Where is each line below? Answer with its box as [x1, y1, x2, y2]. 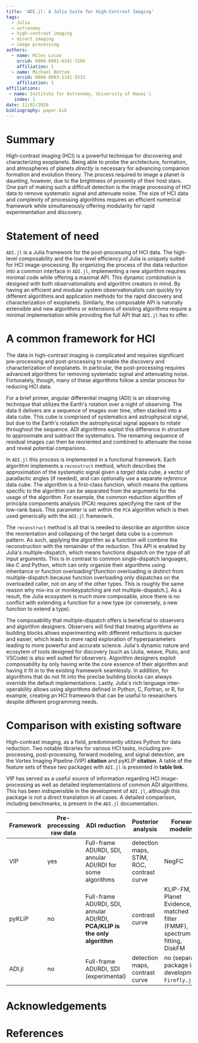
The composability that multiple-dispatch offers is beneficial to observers [6, 617, 184, 624]
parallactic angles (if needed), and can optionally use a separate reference [6, 475, 187, 482]
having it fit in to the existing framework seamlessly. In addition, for [6, 667, 169, 674]
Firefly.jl [164, 977, 194, 984]
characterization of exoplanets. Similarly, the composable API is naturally [6, 299, 183, 306]
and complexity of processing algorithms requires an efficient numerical [6, 196, 181, 204]
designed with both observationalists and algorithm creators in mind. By [6, 280, 181, 287]
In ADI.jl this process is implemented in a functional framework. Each [6, 456, 176, 463]
